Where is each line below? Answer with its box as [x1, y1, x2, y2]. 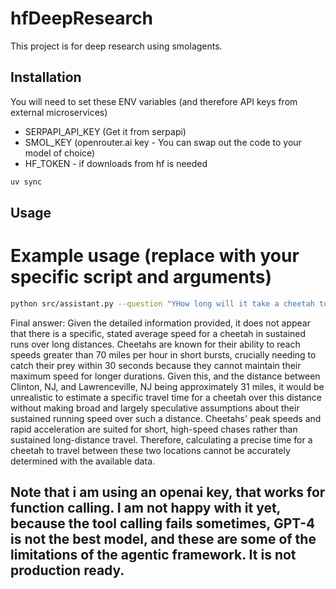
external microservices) [10, 106, 108, 118]
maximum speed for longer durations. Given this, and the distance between [10, 370, 321, 382]
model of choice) [24, 147, 96, 159]
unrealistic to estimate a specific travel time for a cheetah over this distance [10, 391, 322, 403]
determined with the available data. [10, 455, 156, 467]
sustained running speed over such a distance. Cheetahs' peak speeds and [10, 412, 322, 424]
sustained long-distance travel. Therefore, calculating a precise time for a [10, 433, 313, 446]
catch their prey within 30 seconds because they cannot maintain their [10, 359, 302, 371]
